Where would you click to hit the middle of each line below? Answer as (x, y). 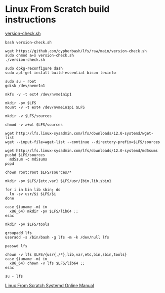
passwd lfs (16, 246)
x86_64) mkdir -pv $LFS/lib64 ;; (44, 211)
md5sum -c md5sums (29, 159)
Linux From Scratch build (57, 9)
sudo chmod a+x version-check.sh (40, 55)
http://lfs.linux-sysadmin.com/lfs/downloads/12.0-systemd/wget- (85, 133)
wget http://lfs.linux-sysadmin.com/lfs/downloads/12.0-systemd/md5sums (82, 150)
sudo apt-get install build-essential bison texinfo (61, 73)
